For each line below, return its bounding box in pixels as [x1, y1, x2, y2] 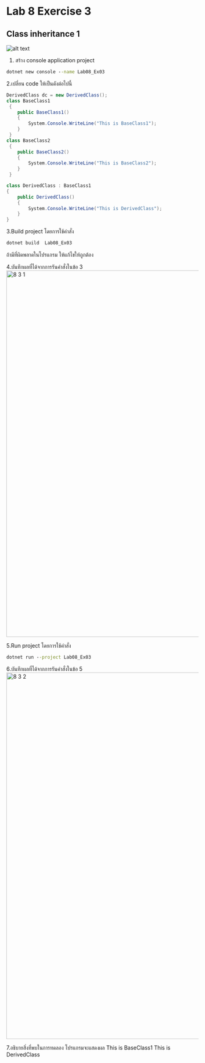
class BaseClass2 [6, 137, 51, 144]
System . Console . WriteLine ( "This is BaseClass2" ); [28, 160, 157, 166]
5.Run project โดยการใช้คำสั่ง [6, 642, 71, 649]
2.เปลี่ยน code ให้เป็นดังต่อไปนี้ [6, 79, 72, 87]
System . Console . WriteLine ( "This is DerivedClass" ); [28, 205, 163, 211]
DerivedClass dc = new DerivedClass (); [6, 92, 108, 98]
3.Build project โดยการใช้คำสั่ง [6, 228, 74, 235]
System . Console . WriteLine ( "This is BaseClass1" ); [28, 120, 157, 126]
